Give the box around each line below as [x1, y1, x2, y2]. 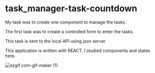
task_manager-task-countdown [5, 3, 137, 14]
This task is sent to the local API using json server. [5, 38, 107, 44]
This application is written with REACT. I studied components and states [5, 48, 151, 53]
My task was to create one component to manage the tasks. [5, 19, 127, 25]
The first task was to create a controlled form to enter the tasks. [5, 28, 134, 34]
